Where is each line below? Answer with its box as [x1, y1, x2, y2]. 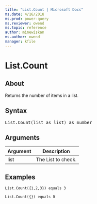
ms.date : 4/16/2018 [5, 12, 45, 17]
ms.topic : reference [5, 25, 47, 30]
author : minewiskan [5, 30, 45, 35]
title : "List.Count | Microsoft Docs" [5, 7, 83, 12]
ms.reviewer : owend [5, 21, 45, 26]
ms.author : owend [5, 35, 40, 40]
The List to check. [36, 156, 77, 163]
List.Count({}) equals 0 [5, 194, 55, 200]
